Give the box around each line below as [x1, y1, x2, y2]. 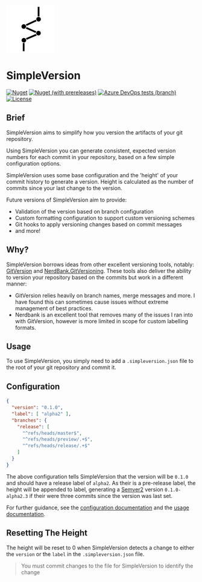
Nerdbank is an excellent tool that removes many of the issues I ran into [14, 311, 193, 318]
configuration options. [6, 160, 62, 167]
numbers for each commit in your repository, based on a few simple [6, 153, 175, 160]
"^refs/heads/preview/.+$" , [22, 436, 93, 443]
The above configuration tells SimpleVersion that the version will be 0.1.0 [6, 472, 189, 480]
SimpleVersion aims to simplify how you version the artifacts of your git [6, 129, 183, 136]
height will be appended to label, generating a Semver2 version [6, 486, 164, 493]
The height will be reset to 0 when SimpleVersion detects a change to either [6, 544, 195, 551]
